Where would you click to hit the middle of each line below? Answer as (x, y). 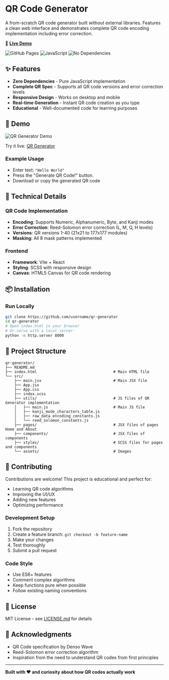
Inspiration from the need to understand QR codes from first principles (85, 657)
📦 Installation (28, 289)
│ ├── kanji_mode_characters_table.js (57, 411)
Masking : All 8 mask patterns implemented (57, 238)
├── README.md (20, 367)
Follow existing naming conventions (50, 591)
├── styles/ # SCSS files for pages (89, 443)
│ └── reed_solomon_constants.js (52, 420)
